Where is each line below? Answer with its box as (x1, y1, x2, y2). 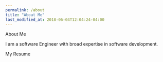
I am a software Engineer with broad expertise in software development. (5, 41, 158, 47)
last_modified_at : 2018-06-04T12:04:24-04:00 (5, 17, 104, 22)
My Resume (5, 51, 31, 57)
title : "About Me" (5, 12, 45, 17)
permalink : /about (5, 7, 45, 13)
